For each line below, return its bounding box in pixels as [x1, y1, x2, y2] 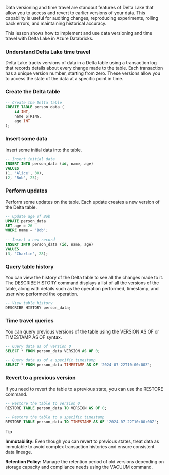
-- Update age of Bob [5, 214, 51, 219]
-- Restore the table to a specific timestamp [5, 414, 105, 420]
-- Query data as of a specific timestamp [5, 357, 96, 363]
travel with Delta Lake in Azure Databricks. [5, 35, 94, 41]
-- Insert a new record [5, 237, 55, 242]
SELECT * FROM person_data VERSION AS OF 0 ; [5, 349, 100, 354]
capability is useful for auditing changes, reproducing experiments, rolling [5, 15, 159, 21]
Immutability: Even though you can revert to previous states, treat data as [5, 438, 159, 444]
